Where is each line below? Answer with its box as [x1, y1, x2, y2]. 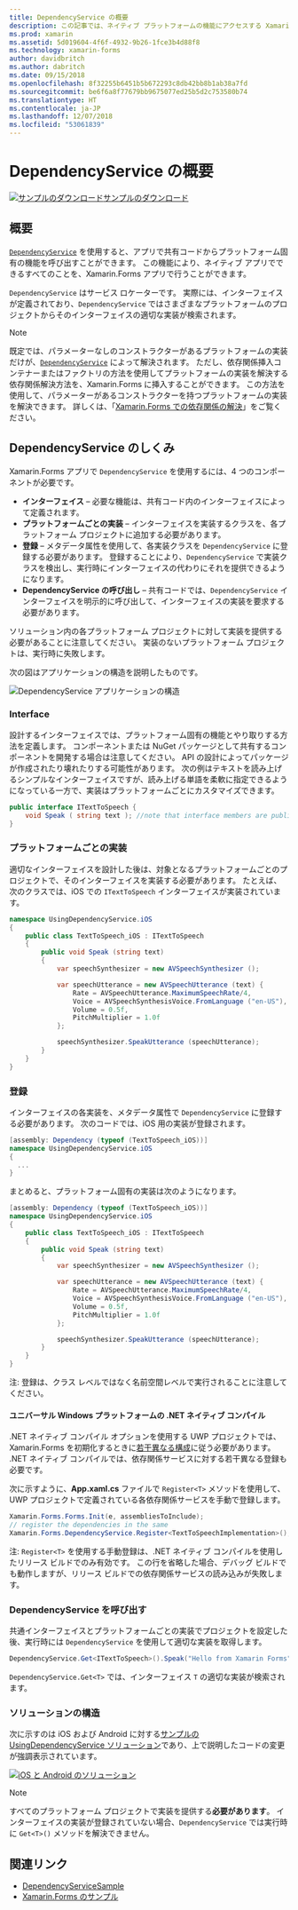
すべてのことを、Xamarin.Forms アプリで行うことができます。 [24, 268, 251, 279]
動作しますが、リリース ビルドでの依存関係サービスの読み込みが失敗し [16, 1568, 275, 1579]
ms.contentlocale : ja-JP [9, 104, 101, 113]
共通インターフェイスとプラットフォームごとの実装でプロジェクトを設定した [9, 1626, 288, 1637]
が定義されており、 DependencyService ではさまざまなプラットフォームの [9, 298, 272, 309]
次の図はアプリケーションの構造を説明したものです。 [9, 667, 203, 678]
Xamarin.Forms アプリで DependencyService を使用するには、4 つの [9, 465, 255, 476]
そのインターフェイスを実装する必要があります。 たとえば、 [63, 875, 282, 885]
